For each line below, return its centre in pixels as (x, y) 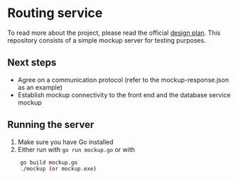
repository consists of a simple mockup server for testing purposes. (107, 40)
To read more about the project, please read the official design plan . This (114, 33)
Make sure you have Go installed (65, 142)
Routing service (55, 13)
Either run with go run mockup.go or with (76, 149)
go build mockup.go (49, 162)
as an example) (40, 87)
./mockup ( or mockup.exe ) (59, 169)
